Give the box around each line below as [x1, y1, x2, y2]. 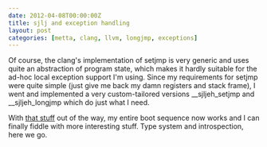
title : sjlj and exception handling [8, 19, 130, 27]
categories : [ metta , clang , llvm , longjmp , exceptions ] [8, 33, 198, 42]
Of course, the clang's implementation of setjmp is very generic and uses [8, 56, 249, 65]
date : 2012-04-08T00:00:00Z [8, 11, 102, 20]
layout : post [8, 26, 52, 34]
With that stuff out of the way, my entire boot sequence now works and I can [8, 113, 260, 123]
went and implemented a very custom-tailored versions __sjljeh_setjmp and [8, 89, 255, 99]
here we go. [8, 130, 48, 140]
